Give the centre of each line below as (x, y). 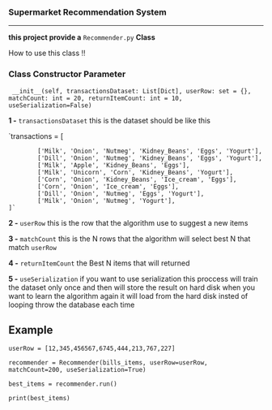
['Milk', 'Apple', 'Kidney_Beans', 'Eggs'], (114, 165)
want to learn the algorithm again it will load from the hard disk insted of (128, 296)
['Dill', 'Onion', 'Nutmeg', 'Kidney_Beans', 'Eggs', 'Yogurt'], (150, 158)
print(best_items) (39, 399)
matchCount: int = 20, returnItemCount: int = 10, (96, 98)
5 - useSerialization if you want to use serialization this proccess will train (133, 278)
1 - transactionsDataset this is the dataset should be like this (109, 120)
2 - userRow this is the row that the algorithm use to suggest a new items (128, 222)
